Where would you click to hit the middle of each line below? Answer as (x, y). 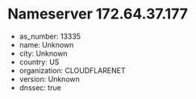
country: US (39, 62)
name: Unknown (46, 44)
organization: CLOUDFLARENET (72, 70)
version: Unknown (49, 79)
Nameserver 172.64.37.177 (98, 14)
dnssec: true (40, 87)
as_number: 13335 (50, 36)
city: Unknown (43, 53)
